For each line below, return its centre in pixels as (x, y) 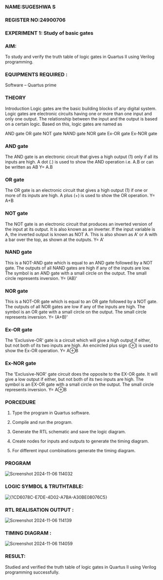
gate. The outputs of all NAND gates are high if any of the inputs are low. (78, 268)
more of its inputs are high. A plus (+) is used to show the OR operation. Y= (80, 196)
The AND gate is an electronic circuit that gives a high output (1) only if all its (81, 157)
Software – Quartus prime (31, 85)
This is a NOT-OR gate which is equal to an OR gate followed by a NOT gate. (81, 301)
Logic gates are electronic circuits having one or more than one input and (79, 114)
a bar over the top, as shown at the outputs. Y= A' (55, 240)
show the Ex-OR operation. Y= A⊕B (42, 351)
